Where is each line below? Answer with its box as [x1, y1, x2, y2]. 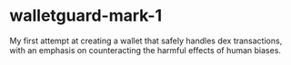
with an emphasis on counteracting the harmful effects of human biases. [9, 44, 282, 55]
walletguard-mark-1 [9, 5, 163, 26]
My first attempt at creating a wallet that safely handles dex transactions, [9, 35, 283, 46]
